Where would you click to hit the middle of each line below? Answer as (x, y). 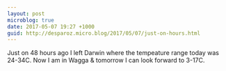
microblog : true (31, 20)
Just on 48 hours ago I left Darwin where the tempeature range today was (113, 53)
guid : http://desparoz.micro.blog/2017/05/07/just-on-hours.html (104, 33)
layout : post (26, 14)
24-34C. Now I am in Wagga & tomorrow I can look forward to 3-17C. (106, 61)
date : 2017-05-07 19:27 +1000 (51, 26)
